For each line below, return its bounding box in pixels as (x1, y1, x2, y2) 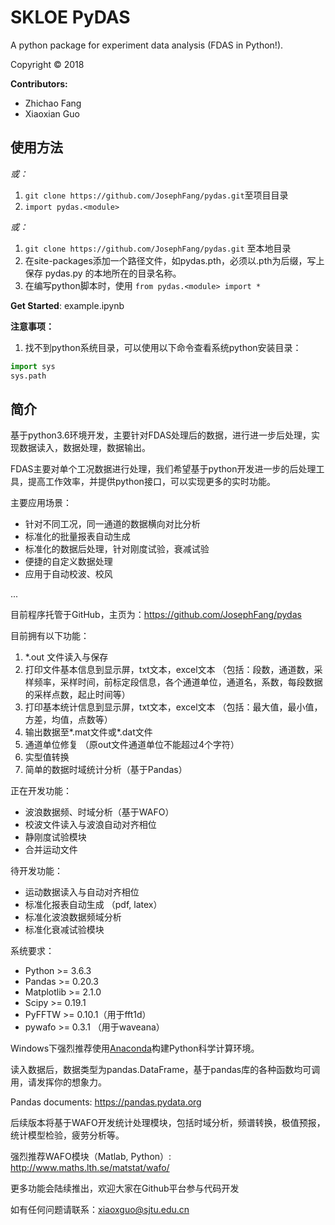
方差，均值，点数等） (24, 714, 113, 726)
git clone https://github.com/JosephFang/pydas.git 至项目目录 (24, 189, 289, 201)
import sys (10, 361, 56, 371)
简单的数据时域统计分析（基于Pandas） (24, 764, 188, 776)
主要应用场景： (10, 497, 72, 509)
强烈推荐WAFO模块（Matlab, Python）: (10, 1151, 172, 1163)
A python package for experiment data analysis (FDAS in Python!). (10, 39, 284, 51)
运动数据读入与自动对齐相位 (24, 886, 140, 898)
